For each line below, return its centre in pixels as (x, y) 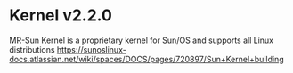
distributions (32, 49)
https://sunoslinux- (91, 49)
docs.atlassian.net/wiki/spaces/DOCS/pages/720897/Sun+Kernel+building (146, 59)
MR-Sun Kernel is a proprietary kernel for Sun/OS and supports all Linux (142, 40)
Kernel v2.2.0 (61, 16)
